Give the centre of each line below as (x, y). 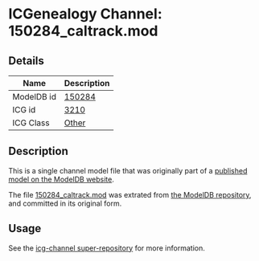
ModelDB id (35, 97)
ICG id (24, 110)
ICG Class (31, 123)
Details (26, 61)
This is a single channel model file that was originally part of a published (128, 170)
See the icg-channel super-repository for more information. (107, 248)
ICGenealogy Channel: (85, 14)
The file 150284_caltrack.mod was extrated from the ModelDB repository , (130, 194)
